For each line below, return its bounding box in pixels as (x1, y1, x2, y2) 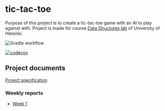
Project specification (5, 77, 48, 83)
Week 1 (12, 101, 27, 107)
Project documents (5, 64, 66, 72)
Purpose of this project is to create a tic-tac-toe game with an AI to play (5, 20, 152, 26)
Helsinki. (5, 30, 23, 36)
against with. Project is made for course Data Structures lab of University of (5, 25, 160, 31)
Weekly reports (5, 89, 43, 96)
